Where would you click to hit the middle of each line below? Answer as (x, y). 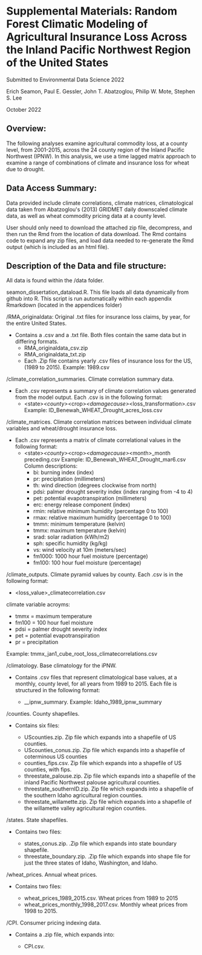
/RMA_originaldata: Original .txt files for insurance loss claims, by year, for (98, 317)
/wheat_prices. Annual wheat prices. (52, 875)
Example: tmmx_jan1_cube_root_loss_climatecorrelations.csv (82, 654)
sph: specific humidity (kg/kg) (70, 543)
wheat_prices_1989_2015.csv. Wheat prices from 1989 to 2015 (101, 898)
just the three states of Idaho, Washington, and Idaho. (91, 863)
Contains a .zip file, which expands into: (65, 935)
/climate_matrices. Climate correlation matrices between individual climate (99, 422)
